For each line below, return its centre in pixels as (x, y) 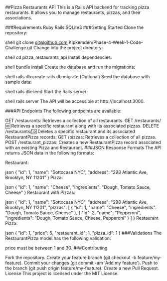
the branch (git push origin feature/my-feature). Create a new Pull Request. (82, 268)
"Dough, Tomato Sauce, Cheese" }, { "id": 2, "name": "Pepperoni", (73, 213)
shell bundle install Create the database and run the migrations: (70, 67)
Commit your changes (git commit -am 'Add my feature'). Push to (91, 263)
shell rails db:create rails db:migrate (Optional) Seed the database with (78, 76)
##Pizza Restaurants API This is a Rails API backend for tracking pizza (77, 7)
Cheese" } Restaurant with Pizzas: (40, 192)
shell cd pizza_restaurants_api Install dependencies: (59, 57)
